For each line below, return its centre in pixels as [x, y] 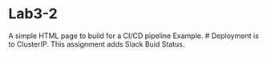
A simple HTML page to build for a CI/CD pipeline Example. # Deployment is [133, 36]
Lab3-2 [33, 14]
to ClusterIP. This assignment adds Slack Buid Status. [97, 44]
